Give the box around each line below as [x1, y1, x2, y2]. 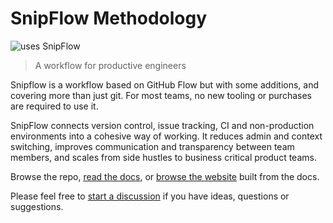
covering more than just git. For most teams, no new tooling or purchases [10, 89, 312, 101]
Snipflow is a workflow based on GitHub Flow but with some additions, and [10, 78, 320, 91]
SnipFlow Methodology [10, 7, 208, 30]
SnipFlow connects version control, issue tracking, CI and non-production [10, 119, 315, 131]
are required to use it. [10, 100, 99, 112]
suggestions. [10, 200, 64, 212]
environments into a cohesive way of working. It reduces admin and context [10, 130, 323, 142]
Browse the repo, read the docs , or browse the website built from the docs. [10, 170, 320, 182]
